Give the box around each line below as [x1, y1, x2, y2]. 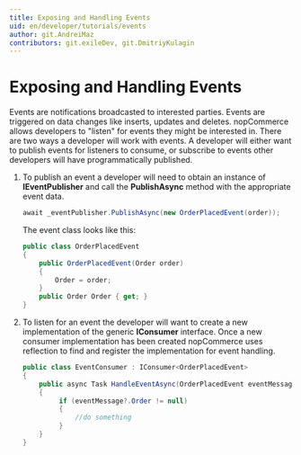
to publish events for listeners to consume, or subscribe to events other [9, 145, 274, 156]
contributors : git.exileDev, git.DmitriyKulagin [9, 38, 195, 48]
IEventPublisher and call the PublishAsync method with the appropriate [22, 182, 291, 192]
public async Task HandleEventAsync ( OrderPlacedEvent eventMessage [39, 379, 297, 388]
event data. [22, 191, 65, 202]
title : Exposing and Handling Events [9, 13, 151, 22]
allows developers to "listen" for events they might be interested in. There [9, 126, 282, 137]
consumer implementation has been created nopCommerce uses [22, 336, 263, 347]
